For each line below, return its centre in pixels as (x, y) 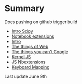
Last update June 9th (26, 76)
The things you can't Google (40, 52)
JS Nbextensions (28, 62)
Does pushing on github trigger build (41, 22)
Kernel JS (21, 56)
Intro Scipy (22, 31)
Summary (24, 8)
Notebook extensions (33, 36)
